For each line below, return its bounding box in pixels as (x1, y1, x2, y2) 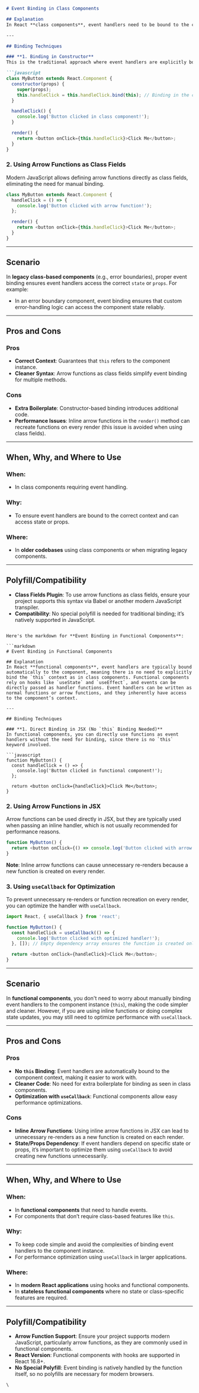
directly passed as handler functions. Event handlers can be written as (6, 685, 192, 691)
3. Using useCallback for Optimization (6, 882, 115, 891)
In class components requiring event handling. (14, 483, 128, 491)
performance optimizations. (14, 1099, 83, 1106)
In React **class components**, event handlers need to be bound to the (6, 21, 190, 28)
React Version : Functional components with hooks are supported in (14, 1351, 181, 1359)
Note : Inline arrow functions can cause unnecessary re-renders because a (6, 861, 188, 868)
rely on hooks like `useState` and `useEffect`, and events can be (6, 679, 176, 685)
